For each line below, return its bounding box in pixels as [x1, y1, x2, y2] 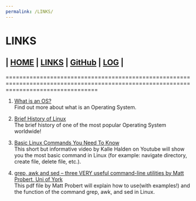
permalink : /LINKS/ [5, 8, 54, 15]
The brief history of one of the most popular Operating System [14, 121, 166, 128]
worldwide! [14, 128, 42, 135]
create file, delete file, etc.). [14, 158, 81, 165]
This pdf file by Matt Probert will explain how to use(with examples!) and [14, 181, 190, 189]
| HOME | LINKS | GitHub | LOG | [5, 57, 124, 68]
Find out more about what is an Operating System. [14, 103, 137, 111]
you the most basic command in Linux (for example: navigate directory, [14, 151, 187, 158]
